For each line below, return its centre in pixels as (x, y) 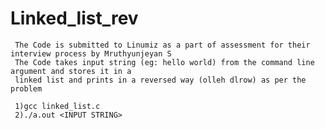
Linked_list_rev (74, 18)
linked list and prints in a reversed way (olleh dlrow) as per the (160, 80)
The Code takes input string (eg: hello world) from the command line (164, 62)
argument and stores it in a (71, 71)
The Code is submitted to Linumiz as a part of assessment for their (162, 45)
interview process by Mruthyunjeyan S (91, 53)
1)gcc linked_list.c (57, 106)
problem (26, 88)
